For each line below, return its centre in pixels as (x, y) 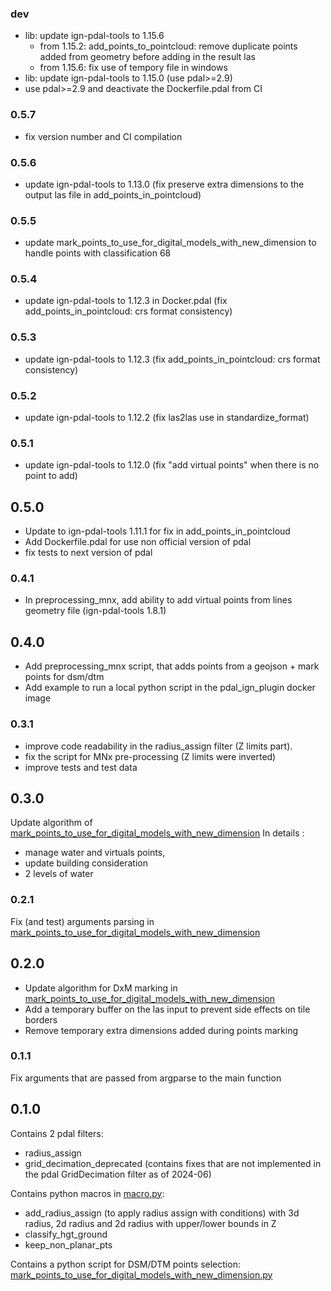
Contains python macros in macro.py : (87, 1193)
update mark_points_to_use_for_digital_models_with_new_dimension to (170, 243)
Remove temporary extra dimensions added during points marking (161, 1030)
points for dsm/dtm (64, 677)
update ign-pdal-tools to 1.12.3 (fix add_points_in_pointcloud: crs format (172, 359)
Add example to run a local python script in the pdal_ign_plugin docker (170, 688)
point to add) (51, 476)
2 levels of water (59, 874)
